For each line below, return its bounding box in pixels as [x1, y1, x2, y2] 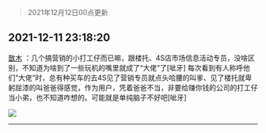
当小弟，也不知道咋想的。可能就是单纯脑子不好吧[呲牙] [8, 93, 188, 102]
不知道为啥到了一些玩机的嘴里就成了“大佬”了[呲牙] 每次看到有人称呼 [21, 63, 244, 72]
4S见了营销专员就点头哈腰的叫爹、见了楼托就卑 [97, 73, 253, 82]
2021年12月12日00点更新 [27, 8, 108, 17]
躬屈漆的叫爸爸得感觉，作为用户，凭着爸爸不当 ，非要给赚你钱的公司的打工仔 [8, 82, 258, 92]
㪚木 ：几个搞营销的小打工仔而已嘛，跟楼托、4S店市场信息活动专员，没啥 [8, 53, 248, 63]
